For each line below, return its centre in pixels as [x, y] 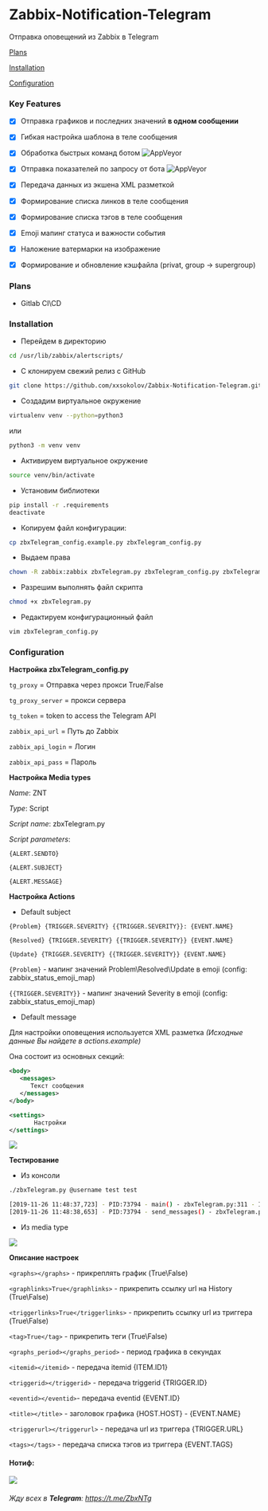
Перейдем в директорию [63, 341]
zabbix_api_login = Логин [52, 747]
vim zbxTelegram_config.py [54, 632]
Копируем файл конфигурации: [73, 528]
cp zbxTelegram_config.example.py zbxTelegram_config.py [105, 542]
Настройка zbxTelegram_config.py [69, 669]
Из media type [44, 1227]
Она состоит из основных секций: [67, 1057]
